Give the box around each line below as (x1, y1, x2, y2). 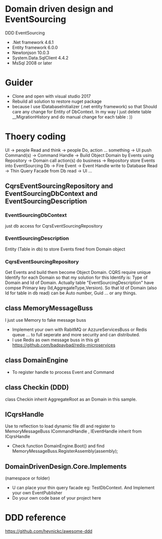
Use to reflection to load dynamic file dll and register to (5, 423, 115, 429)
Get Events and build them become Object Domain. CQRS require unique (5, 269, 151, 275)
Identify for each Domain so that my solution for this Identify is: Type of (5, 274, 148, 281)
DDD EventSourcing (5, 30, 45, 36)
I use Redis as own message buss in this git (12, 337, 100, 343)
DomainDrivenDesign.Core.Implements (5, 462, 127, 471)
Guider (5, 77, 33, 88)
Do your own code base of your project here (12, 495, 101, 501)
